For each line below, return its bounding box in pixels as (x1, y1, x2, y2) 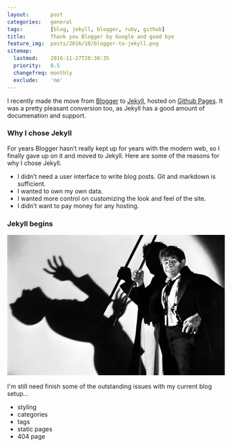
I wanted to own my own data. (17, 187, 104, 195)
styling (17, 403, 37, 411)
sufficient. (17, 180, 46, 188)
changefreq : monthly (13, 69, 72, 76)
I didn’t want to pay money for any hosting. (17, 201, 139, 210)
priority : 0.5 (13, 62, 60, 69)
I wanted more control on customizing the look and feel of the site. (17, 194, 206, 202)
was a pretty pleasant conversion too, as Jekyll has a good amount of (7, 104, 205, 112)
